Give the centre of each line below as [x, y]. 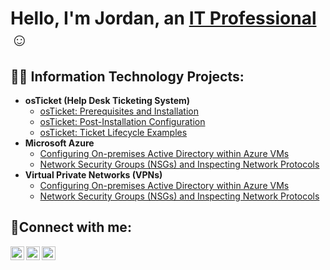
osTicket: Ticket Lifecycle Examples [113, 132]
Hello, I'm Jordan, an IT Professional [163, 18]
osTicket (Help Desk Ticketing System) [107, 100]
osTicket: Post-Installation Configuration [122, 121]
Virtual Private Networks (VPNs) [93, 175]
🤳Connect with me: [71, 227]
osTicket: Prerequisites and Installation [119, 111]
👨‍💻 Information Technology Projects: [127, 76]
